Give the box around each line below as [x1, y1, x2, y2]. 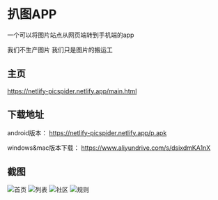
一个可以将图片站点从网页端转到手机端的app [7, 31, 134, 39]
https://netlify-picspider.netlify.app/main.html [7, 86, 137, 95]
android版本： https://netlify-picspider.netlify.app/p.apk [7, 128, 167, 137]
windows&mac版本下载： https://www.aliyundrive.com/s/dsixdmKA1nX [7, 144, 211, 152]
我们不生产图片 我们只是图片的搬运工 [7, 45, 113, 54]
